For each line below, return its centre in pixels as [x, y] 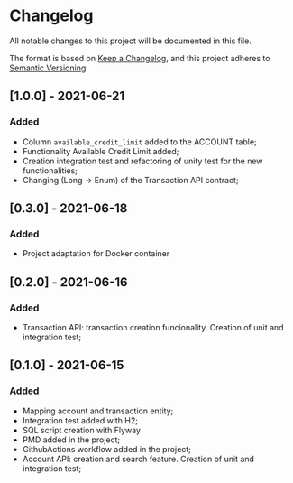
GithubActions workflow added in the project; [106, 449]
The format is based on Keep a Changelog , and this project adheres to [140, 58]
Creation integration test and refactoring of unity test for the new [142, 161]
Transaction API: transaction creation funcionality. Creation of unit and [153, 327]
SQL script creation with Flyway [82, 430]
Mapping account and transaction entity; [98, 411]
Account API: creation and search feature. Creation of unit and [138, 459]
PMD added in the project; [71, 440]
